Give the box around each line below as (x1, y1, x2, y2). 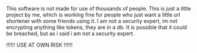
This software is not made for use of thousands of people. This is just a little (6, 5, 191, 12)
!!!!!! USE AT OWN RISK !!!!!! (6, 41, 73, 48)
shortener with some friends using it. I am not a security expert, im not (6, 18, 177, 24)
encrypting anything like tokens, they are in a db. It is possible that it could (6, 24, 188, 31)
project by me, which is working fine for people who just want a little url (6, 11, 180, 18)
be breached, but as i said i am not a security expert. (6, 30, 135, 37)
